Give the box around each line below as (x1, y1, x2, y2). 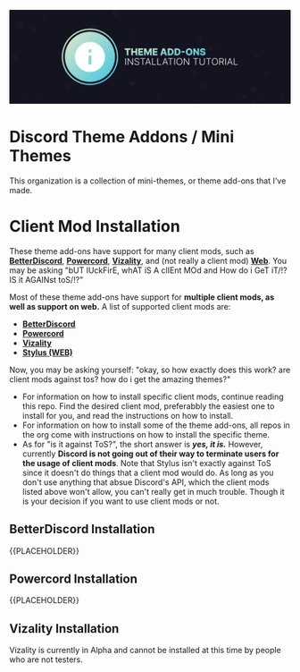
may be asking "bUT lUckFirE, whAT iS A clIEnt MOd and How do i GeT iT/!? (9, 265, 287, 276)
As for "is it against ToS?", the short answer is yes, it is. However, (21, 438, 263, 449)
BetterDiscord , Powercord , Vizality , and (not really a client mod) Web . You (9, 255, 287, 266)
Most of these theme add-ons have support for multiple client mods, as (9, 292, 275, 302)
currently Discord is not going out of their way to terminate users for (21, 448, 279, 459)
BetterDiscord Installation (9, 522, 155, 537)
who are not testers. (9, 654, 83, 665)
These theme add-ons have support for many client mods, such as (9, 245, 254, 256)
